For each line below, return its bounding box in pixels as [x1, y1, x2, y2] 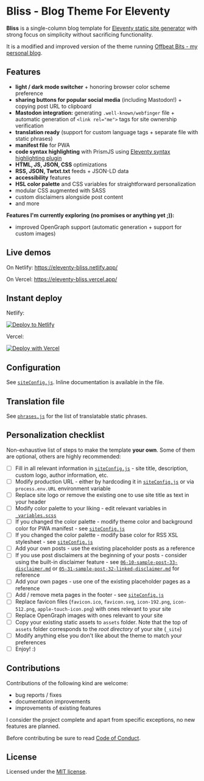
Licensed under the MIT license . [6, 768, 87, 776]
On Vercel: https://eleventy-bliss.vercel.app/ [6, 276, 118, 283]
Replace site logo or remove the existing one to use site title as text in [15, 491, 189, 498]
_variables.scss [15, 513, 57, 519]
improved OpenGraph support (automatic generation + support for [15, 223, 182, 230]
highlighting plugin [15, 154, 62, 162]
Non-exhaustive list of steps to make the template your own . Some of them [6, 446, 195, 454]
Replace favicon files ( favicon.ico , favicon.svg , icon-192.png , [15, 598, 172, 605]
